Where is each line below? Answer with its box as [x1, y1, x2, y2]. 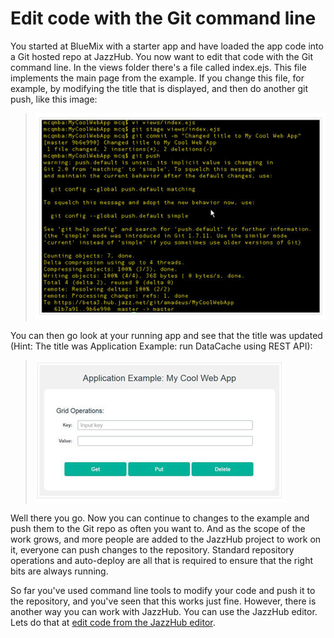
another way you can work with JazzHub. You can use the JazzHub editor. [10, 606, 318, 618]
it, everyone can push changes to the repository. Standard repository [10, 544, 295, 556]
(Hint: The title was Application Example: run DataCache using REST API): [10, 340, 313, 352]
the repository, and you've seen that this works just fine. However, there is [10, 595, 317, 607]
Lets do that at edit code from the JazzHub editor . [10, 617, 216, 629]
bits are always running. [10, 565, 109, 577]
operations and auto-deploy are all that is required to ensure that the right [10, 555, 314, 567]
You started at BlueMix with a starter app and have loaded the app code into [10, 40, 324, 52]
